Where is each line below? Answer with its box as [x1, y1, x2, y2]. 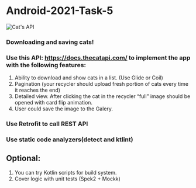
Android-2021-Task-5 [6, 4, 114, 18]
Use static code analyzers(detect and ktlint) [6, 135, 133, 144]
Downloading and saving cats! [6, 38, 94, 46]
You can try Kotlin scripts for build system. [14, 169, 117, 176]
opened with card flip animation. [14, 99, 92, 106]
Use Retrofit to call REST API [6, 120, 88, 128]
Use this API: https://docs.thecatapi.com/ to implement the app [6, 54, 191, 62]
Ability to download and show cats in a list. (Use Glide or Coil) [14, 74, 164, 81]
